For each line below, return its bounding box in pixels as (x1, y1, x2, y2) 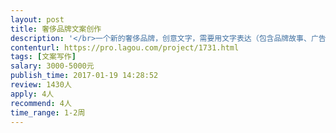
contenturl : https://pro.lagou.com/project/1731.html (10, 42, 240, 53)
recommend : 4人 (10, 98, 72, 108)
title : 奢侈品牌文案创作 (10, 24, 102, 34)
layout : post (10, 14, 65, 25)
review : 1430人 (10, 80, 72, 90)
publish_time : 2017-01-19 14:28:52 (10, 71, 159, 81)
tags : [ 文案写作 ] (10, 52, 77, 62)
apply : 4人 (10, 89, 55, 99)
